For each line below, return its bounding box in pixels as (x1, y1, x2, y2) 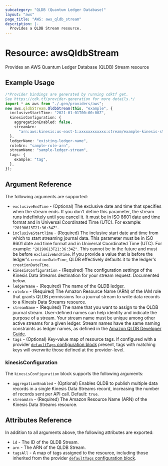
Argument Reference (5, 180, 72, 189)
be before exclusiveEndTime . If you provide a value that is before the (12, 251, 153, 257)
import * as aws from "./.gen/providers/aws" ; (5, 101, 104, 106)
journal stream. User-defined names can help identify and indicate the (12, 309, 157, 315)
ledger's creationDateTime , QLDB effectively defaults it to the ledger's (12, 256, 156, 262)
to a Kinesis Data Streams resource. (12, 299, 86, 305)
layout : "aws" (5, 12, 35, 17)
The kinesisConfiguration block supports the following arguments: (5, 370, 144, 376)
